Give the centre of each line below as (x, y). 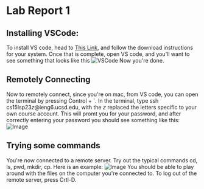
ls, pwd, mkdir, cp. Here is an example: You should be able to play (100, 167)
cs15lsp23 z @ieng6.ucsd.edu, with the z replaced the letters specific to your (101, 107)
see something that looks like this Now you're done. (85, 60)
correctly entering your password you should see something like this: (93, 120)
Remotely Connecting (48, 80)
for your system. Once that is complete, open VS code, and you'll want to (98, 54)
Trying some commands (53, 146)
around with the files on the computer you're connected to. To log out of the (102, 173)
